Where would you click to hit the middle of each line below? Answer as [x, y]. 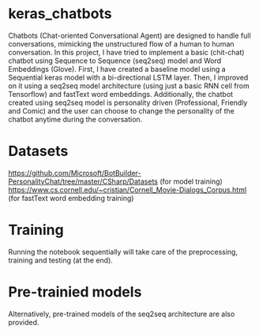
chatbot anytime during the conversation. [75, 119]
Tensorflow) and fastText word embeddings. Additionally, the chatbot [121, 94]
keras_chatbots [60, 14]
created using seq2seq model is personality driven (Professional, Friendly [128, 102]
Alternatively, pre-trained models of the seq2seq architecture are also [122, 314]
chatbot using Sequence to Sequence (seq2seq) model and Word [115, 61]
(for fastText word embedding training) [71, 198]
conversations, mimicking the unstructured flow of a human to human [121, 43]
